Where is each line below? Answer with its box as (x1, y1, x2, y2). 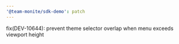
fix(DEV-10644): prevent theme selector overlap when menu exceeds (6, 25, 174, 32)
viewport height (6, 31, 44, 38)
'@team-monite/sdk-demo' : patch (6, 8, 85, 15)
